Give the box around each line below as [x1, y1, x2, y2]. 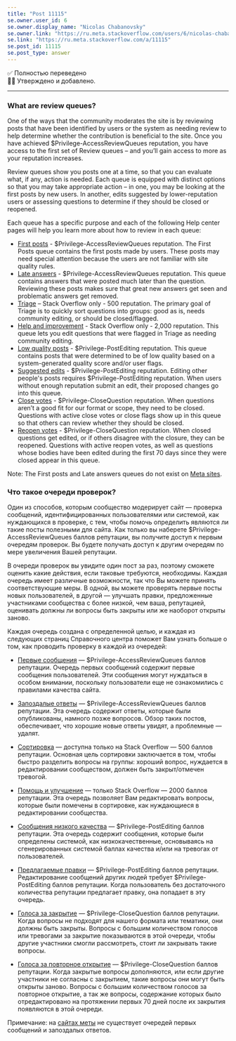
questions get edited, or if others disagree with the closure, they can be [17, 433, 225, 443]
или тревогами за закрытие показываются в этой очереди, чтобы [17, 931, 216, 940]
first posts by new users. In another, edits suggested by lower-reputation [7, 190, 218, 199]
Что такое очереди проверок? [7, 487, 117, 497]
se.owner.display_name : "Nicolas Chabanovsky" [7, 23, 146, 30]
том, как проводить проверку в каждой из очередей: [7, 642, 167, 650]
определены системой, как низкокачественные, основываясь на [17, 837, 214, 846]
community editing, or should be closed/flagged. [17, 314, 159, 323]
